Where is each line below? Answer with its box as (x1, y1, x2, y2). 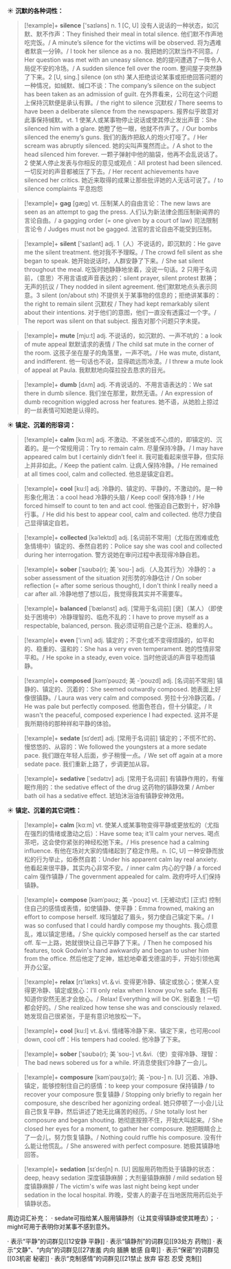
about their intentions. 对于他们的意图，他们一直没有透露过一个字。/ (23, 309, 217, 316)
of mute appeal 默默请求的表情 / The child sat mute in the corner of (23, 340, 214, 348)
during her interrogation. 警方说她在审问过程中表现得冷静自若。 (23, 551, 204, 559)
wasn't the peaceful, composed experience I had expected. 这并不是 (23, 711, 219, 719)
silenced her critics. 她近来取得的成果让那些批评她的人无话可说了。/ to (23, 176, 223, 184)
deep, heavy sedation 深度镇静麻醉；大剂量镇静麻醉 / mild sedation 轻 (23, 1173, 223, 1182)
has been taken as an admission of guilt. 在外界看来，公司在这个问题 (23, 90, 219, 98)
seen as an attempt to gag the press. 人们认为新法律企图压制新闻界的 (23, 208, 220, 216)
